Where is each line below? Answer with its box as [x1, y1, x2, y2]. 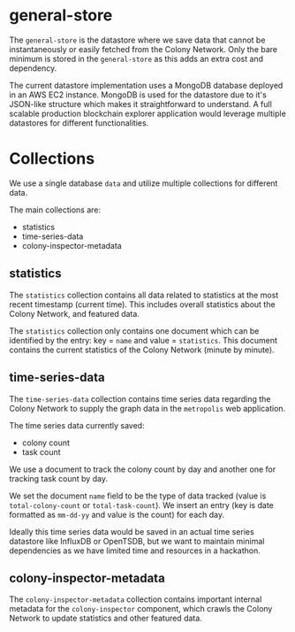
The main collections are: [9, 204, 102, 215]
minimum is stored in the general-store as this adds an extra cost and [9, 53, 263, 64]
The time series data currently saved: [9, 420, 145, 430]
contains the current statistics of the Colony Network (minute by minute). [9, 344, 276, 355]
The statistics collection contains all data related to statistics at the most [9, 289, 279, 300]
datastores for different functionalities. [9, 117, 149, 128]
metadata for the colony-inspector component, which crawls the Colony [9, 604, 273, 614]
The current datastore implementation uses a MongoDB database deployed [9, 80, 284, 90]
